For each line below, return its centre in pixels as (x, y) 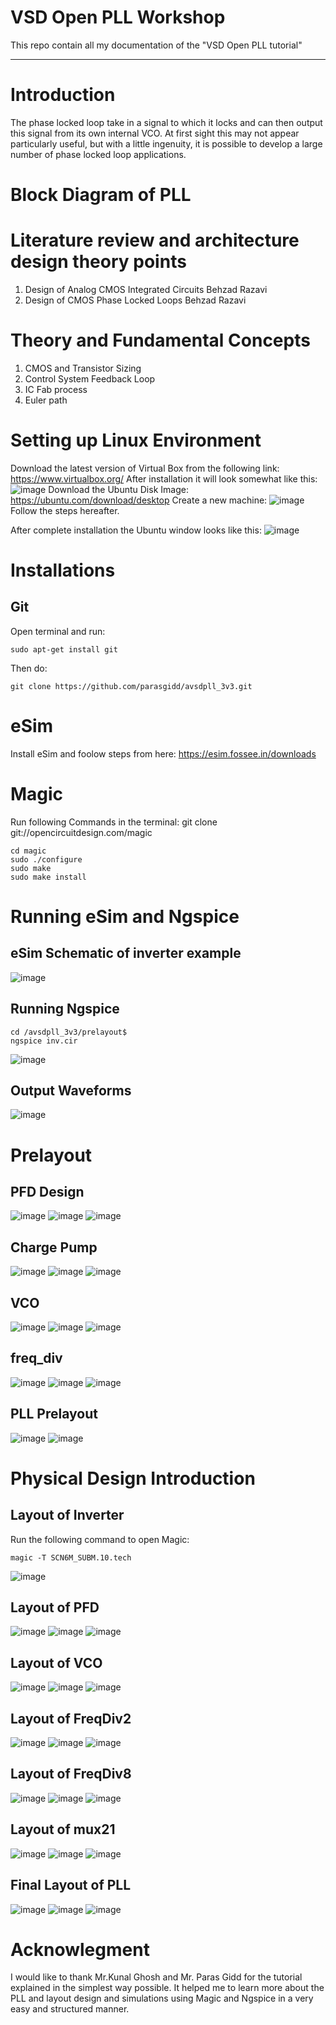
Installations (63, 570)
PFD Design (47, 1191)
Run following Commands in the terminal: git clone (114, 822)
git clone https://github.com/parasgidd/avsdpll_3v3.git (131, 686)
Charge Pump (54, 1247)
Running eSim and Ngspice (125, 916)
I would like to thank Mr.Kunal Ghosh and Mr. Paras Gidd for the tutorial (156, 1977)
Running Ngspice (65, 1009)
